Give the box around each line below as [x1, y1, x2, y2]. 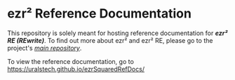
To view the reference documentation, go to [7, 57, 135, 65]
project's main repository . [7, 44, 82, 52]
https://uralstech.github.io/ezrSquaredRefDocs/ [7, 65, 145, 73]
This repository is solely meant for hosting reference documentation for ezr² [7, 29, 228, 37]
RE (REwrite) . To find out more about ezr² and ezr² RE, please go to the [7, 36, 213, 44]
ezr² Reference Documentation [7, 6, 192, 22]
